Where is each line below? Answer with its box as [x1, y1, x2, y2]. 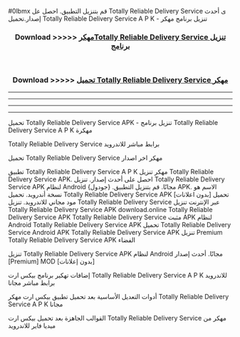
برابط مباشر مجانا [8, 278, 56, 287]
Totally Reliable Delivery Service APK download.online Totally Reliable [8, 205, 213, 213]
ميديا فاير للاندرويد [8, 321, 56, 330]
